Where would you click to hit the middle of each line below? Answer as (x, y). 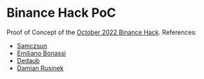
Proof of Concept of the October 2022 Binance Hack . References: (102, 32)
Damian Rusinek (40, 68)
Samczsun (32, 45)
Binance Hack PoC (61, 13)
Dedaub (28, 60)
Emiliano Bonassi (41, 53)
